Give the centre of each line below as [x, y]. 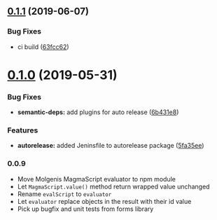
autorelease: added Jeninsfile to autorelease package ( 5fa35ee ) [111, 146]
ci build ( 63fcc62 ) [43, 47]
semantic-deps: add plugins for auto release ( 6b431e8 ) [98, 112]
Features [23, 130]
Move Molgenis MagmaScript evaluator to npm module [97, 179]
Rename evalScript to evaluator [64, 194]
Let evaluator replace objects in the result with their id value [104, 201]
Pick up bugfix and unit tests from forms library [85, 209]
